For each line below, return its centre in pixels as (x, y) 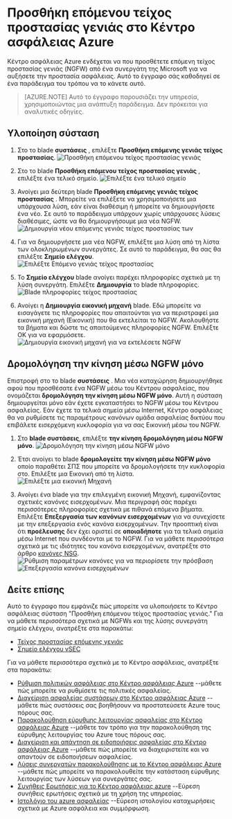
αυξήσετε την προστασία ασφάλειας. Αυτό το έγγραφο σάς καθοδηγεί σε (114, 76)
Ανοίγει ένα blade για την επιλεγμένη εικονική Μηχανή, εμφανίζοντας (119, 494)
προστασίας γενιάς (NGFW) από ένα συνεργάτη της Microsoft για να (107, 69)
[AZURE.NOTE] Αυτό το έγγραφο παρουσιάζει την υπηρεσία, (111, 97)
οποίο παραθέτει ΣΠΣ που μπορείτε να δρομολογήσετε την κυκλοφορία (121, 466)
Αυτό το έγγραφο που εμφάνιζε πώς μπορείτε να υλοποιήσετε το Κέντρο (113, 606)
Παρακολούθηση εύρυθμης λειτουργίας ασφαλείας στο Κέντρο (110, 720)
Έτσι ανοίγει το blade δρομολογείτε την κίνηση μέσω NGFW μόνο (114, 459)
